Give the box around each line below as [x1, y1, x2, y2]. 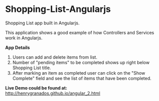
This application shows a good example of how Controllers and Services [5, 29, 154, 35]
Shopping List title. [12, 65, 51, 71]
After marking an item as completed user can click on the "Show [12, 70, 145, 76]
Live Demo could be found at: [5, 85, 67, 91]
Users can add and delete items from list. [12, 54, 97, 60]
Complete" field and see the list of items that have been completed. [12, 75, 151, 81]
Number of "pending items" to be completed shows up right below [12, 59, 150, 65]
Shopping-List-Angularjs [5, 3, 111, 15]
